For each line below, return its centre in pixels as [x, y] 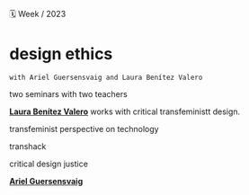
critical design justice [49, 164]
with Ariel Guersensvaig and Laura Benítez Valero [106, 78]
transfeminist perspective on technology [84, 129]
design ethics [61, 53]
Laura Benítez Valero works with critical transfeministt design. [125, 111]
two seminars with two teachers [68, 94]
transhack [28, 146]
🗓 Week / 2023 [38, 14]
